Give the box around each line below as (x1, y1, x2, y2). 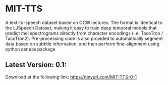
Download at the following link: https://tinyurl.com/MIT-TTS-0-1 (5, 73, 137, 80)
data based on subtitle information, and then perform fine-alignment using (5, 40, 160, 46)
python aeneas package (5, 46, 55, 52)
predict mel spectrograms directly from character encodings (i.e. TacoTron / (5, 30, 163, 36)
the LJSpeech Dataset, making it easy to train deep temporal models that (5, 24, 157, 30)
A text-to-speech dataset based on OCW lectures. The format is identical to (5, 19, 163, 25)
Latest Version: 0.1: (5, 60, 67, 69)
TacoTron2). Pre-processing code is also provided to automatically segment (5, 35, 163, 41)
